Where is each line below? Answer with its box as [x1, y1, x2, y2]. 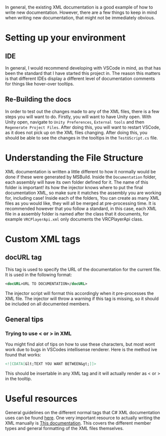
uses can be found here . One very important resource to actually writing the [5, 415, 160, 421]
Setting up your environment [5, 32, 126, 44]
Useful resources [5, 393, 78, 404]
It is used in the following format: [5, 272, 72, 278]
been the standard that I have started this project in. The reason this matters [5, 71, 161, 76]
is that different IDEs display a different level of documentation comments [5, 75, 155, 81]
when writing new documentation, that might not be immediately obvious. [5, 15, 155, 20]
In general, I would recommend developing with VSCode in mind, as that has [5, 65, 161, 71]
